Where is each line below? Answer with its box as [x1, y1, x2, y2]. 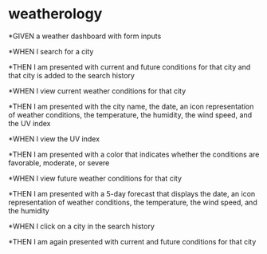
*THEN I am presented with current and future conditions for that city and [8, 62, 251, 72]
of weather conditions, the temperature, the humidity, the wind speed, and [8, 109, 253, 120]
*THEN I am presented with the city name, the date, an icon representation [8, 101, 254, 111]
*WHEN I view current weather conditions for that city [8, 85, 187, 96]
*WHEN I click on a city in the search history [8, 221, 155, 231]
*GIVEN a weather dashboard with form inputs [8, 31, 162, 41]
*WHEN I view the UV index [8, 133, 100, 144]
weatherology [8, 5, 103, 23]
